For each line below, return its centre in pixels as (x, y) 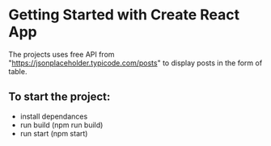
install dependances (54, 116)
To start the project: (59, 97)
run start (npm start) (54, 133)
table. (18, 71)
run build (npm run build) (61, 125)
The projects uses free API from (61, 54)
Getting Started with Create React (124, 15)
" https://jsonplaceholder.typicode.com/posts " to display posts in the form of (135, 63)
